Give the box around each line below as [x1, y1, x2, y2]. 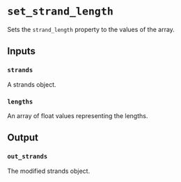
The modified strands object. [7, 167, 90, 175]
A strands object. [7, 80, 56, 88]
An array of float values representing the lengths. [7, 111, 148, 119]
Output [7, 132, 38, 144]
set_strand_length [7, 5, 113, 18]
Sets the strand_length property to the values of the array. [7, 25, 175, 33]
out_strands [7, 153, 48, 160]
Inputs [7, 45, 36, 57]
